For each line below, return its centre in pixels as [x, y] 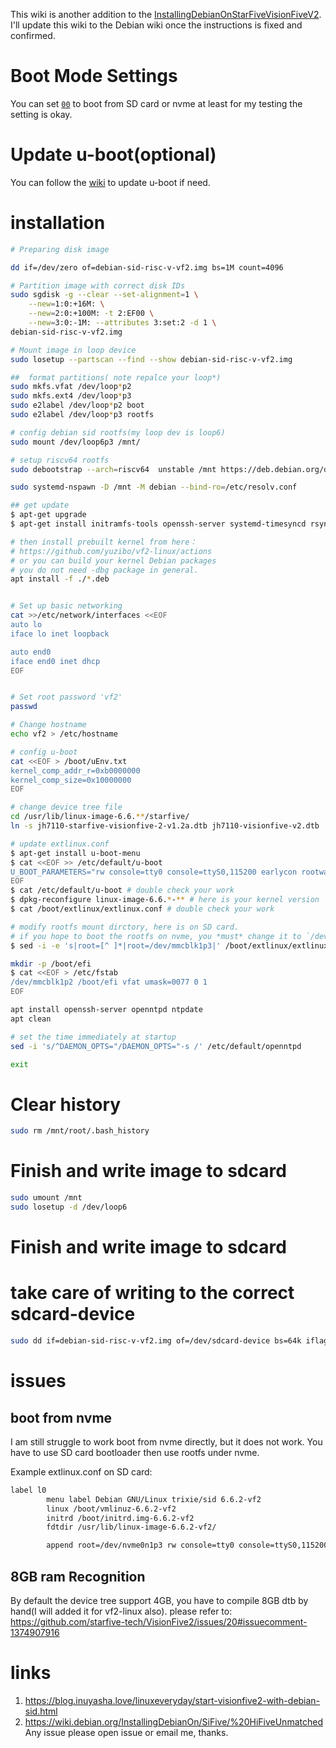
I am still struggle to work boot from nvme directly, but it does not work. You [166, 1441]
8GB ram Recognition [78, 1576]
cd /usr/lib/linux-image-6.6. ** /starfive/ [100, 817]
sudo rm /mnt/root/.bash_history [80, 1131]
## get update [40, 505]
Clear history [66, 1104]
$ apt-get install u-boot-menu [75, 853]
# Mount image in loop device [73, 350]
